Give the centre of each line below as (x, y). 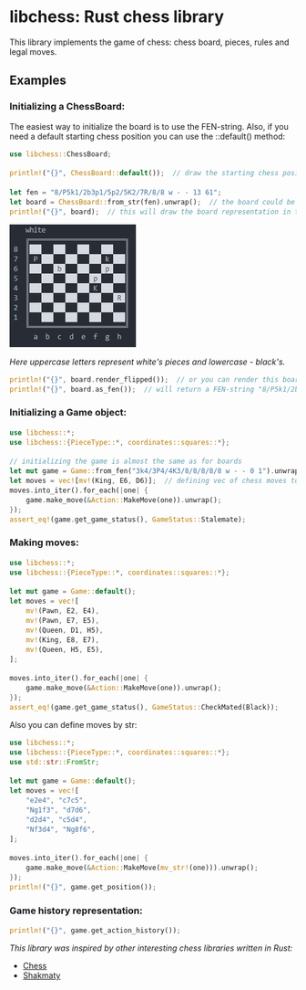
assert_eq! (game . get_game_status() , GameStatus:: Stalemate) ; (128, 519)
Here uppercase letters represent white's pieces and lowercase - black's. (148, 362)
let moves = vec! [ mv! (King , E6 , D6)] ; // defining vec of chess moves (148, 481)
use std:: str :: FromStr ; (55, 762)
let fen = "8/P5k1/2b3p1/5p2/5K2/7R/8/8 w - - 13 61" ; (116, 193)
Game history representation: (76, 911)
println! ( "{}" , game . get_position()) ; (83, 887)
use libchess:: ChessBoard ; (61, 154)
